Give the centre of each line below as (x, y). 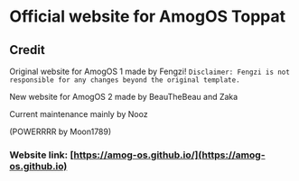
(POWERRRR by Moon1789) (61, 131)
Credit (27, 50)
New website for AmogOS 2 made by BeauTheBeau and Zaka (124, 97)
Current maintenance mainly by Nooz (79, 114)
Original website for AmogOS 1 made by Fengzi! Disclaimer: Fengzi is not (150, 71)
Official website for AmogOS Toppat (148, 17)
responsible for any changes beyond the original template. (125, 80)
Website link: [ (42, 155)
